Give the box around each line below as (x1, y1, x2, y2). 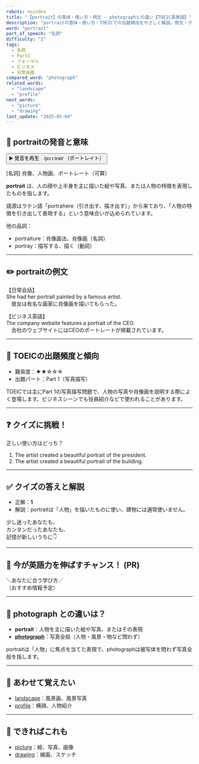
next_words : (6, 97, 36, 103)
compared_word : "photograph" (6, 75, 78, 81)
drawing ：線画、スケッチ (14, 751, 77, 758)
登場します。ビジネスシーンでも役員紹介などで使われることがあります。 (11, 395, 187, 402)
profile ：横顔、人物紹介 (14, 702, 72, 709)
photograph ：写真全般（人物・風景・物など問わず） (14, 633, 143, 640)
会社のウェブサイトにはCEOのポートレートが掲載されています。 (11, 326, 167, 333)
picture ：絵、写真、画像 (14, 743, 74, 750)
